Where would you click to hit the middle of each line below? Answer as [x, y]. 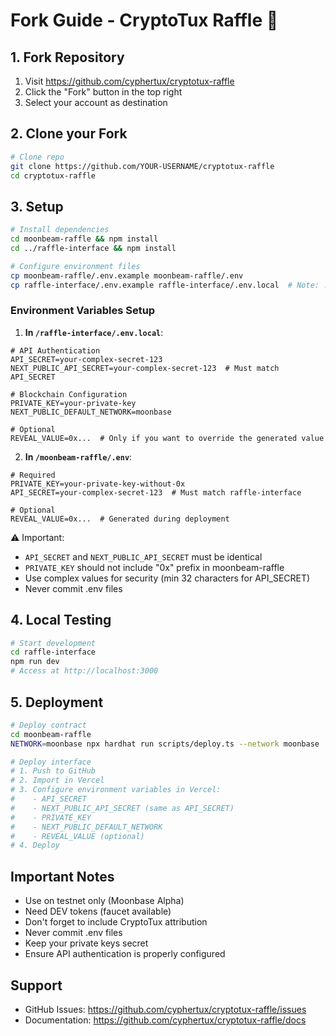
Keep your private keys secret [86, 943]
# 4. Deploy [35, 845]
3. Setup [37, 206]
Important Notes [62, 876]
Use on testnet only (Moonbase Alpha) [104, 901]
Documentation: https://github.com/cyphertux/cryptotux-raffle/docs [165, 1020]
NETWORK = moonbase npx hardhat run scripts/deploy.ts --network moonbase [165, 744]
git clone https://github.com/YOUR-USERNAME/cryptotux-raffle [142, 166]
